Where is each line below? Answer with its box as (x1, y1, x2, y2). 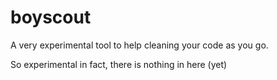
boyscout (10, 6, 92, 29)
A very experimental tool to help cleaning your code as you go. (10, 39, 269, 51)
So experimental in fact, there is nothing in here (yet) (10, 58, 228, 70)
